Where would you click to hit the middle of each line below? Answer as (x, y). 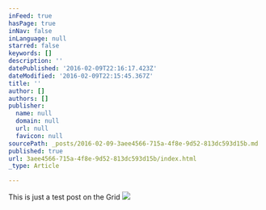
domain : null (38, 121)
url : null (32, 128)
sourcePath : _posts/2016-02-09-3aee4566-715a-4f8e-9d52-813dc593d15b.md (133, 143)
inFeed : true (30, 16)
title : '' (25, 83)
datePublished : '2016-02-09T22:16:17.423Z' (83, 69)
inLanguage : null (38, 38)
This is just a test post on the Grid (64, 197)
